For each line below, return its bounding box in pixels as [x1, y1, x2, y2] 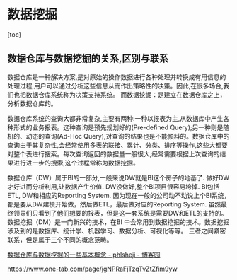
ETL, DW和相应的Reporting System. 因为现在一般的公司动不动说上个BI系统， [7, 191, 231, 199]
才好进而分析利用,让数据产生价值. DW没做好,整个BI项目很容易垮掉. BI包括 [7, 182, 220, 191]
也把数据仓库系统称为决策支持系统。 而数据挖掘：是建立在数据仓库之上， [13, 90, 226, 99]
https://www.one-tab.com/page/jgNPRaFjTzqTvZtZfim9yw [7, 264, 178, 273]
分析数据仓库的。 [7, 99, 57, 107]
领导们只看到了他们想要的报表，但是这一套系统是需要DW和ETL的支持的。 [13, 209, 228, 217]
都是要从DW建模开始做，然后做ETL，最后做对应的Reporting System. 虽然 [7, 199, 221, 209]
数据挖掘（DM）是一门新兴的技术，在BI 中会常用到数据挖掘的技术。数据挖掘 [7, 217, 230, 226]
